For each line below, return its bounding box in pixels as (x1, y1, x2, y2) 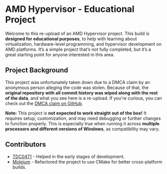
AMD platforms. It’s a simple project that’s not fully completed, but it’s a (5, 46, 151, 52)
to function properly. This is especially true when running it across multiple (5, 120, 160, 126)
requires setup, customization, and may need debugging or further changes (5, 115, 161, 121)
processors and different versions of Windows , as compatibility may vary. (5, 126, 160, 132)
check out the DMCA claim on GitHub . (5, 100, 83, 106)
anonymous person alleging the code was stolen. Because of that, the (5, 85, 149, 90)
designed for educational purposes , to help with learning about (5, 36, 137, 42)
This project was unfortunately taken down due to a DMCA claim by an (5, 79, 151, 85)
